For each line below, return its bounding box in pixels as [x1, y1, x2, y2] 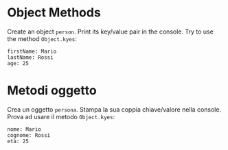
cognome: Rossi [7, 132, 51, 138]
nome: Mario [7, 125, 41, 133]
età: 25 [7, 138, 30, 145]
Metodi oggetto [7, 83, 98, 99]
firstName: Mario [7, 48, 57, 55]
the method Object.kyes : [7, 34, 77, 42]
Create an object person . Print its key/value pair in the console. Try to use [7, 27, 214, 36]
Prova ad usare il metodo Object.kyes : [7, 112, 115, 121]
